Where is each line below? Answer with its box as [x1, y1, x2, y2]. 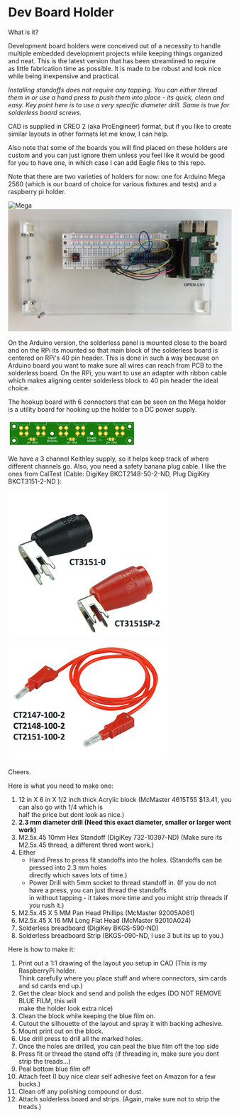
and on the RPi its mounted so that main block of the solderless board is [8, 346, 218, 354]
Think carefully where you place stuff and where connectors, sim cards [18, 973, 228, 982]
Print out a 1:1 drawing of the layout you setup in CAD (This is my [18, 958, 208, 967]
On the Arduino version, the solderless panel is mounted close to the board [8, 338, 228, 347]
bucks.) [18, 1079, 41, 1088]
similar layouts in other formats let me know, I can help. [8, 129, 169, 138]
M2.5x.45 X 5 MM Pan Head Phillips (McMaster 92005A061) [18, 908, 195, 917]
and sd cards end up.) [18, 981, 84, 990]
